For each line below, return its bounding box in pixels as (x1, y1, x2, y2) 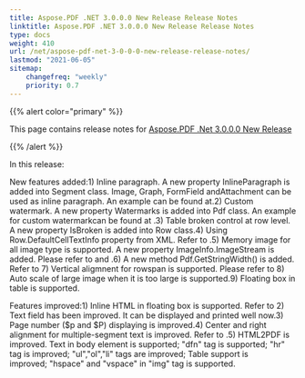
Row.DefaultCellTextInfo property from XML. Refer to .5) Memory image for (9, 234, 291, 245)
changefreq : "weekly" (25, 73, 107, 82)
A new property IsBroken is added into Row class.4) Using (9, 224, 228, 235)
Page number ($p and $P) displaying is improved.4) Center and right (9, 319, 267, 330)
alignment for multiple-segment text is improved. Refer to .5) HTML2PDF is (9, 329, 290, 340)
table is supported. (9, 283, 80, 293)
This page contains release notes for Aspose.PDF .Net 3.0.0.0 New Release (9, 124, 292, 134)
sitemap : (9, 65, 43, 74)
